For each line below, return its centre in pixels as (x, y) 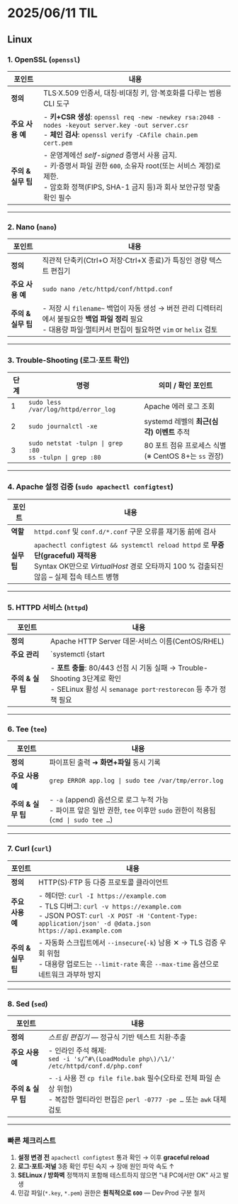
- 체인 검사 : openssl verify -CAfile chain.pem (121, 134)
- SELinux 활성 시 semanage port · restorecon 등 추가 (134, 689)
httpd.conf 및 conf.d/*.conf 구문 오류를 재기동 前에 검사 (125, 531)
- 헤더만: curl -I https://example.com (102, 895)
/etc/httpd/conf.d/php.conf (96, 1066)
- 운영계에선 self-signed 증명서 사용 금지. (110, 155)
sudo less (45, 402)
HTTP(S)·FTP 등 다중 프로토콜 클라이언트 (103, 882)
